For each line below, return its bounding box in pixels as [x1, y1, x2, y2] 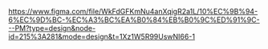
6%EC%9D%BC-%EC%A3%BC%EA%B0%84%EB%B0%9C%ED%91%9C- [8, 15, 260, 24]
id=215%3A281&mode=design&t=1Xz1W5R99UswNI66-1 [8, 32, 195, 41]
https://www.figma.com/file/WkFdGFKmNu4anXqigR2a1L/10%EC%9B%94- [8, 7, 258, 16]
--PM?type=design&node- [8, 24, 96, 32]
